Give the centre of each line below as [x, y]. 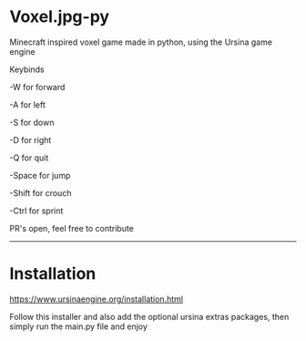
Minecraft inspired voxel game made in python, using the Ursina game [141, 42]
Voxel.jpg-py [60, 17]
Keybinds [27, 69]
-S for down [32, 122]
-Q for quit [29, 158]
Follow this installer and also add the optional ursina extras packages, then [149, 316]
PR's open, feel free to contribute [72, 228]
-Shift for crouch [41, 192]
